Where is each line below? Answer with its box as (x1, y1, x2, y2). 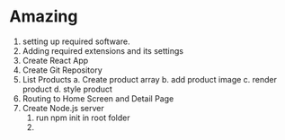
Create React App (22, 55, 89, 66)
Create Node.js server (22, 102, 105, 113)
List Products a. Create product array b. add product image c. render (22, 74, 277, 84)
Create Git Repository (22, 65, 103, 75)
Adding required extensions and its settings (22, 45, 184, 56)
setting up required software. (22, 36, 130, 47)
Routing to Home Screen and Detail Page (22, 92, 174, 104)
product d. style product (22, 83, 112, 94)
